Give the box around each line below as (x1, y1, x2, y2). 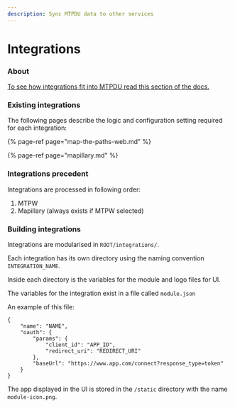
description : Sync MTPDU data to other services (7, 10, 154, 18)
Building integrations (7, 224, 82, 234)
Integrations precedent (7, 169, 89, 179)
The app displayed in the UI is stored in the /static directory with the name (7, 385, 229, 393)
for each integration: (7, 123, 67, 132)
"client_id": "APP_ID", (45, 341, 116, 348)
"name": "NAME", (20, 323, 69, 330)
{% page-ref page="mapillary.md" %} (7, 151, 119, 160)
